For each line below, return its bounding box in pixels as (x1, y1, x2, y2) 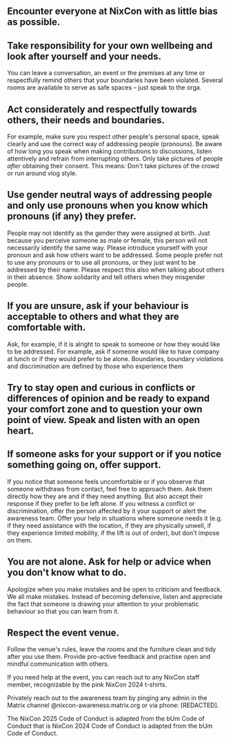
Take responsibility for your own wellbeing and (7, 39, 213, 51)
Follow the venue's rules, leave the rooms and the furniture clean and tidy (7, 645, 217, 653)
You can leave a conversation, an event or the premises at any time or (7, 69, 205, 77)
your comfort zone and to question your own (7, 403, 203, 416)
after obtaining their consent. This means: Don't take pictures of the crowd (7, 162, 219, 170)
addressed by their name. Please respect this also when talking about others (7, 265, 225, 274)
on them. (7, 536, 32, 544)
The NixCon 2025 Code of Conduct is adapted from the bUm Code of (7, 715, 205, 723)
